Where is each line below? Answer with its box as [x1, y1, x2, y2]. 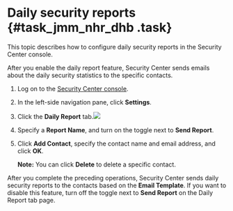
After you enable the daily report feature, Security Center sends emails [7, 63, 210, 72]
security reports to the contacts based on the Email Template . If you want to [7, 181, 227, 189]
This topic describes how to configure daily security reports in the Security [7, 42, 222, 51]
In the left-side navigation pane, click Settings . [17, 97, 152, 106]
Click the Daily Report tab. [17, 112, 94, 120]
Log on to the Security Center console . [17, 84, 129, 93]
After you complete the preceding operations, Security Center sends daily [7, 173, 219, 182]
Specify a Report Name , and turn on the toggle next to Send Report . [17, 125, 214, 134]
